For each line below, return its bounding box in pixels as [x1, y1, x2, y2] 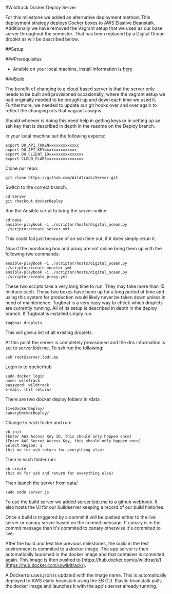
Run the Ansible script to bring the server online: [5, 208, 108, 213]
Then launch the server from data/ [5, 480, 78, 486]
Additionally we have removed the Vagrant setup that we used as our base [5, 25, 163, 31]
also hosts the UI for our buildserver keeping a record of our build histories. [5, 504, 165, 510]
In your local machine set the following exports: [5, 133, 106, 139]
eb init [5, 429, 22, 434]
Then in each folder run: [5, 457, 56, 462]
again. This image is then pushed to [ [5, 557, 84, 563]
